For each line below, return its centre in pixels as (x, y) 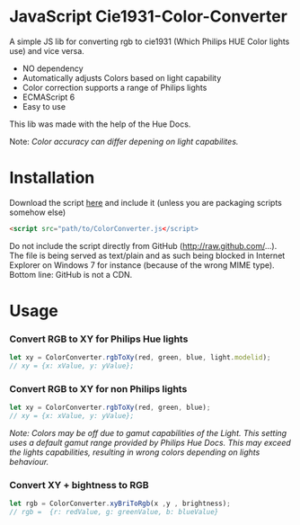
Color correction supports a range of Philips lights (115, 87)
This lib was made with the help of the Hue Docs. (100, 124)
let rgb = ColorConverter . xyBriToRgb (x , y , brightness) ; (120, 504)
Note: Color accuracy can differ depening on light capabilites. (124, 141)
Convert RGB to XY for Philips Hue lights (99, 339)
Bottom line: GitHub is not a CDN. (71, 274)
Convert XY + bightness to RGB (79, 485)
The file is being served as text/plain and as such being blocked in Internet (147, 255)
